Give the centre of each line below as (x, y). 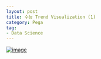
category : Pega (25, 22)
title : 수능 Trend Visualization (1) (51, 17)
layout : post (22, 11)
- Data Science (25, 33)
